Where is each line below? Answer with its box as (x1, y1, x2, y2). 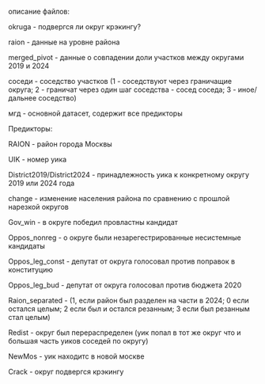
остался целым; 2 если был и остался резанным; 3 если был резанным (8, 304, 251, 314)
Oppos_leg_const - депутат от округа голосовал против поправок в (8, 257, 236, 266)
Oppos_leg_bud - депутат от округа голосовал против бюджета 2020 (8, 280, 242, 290)
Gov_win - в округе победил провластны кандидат (8, 218, 178, 226)
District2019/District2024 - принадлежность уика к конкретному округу (8, 170, 250, 179)
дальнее (8, 93, 37, 102)
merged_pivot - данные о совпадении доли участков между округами (8, 53, 244, 62)
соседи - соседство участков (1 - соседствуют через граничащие (8, 77, 232, 86)
